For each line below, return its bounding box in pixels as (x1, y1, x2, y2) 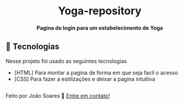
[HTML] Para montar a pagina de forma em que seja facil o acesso (14, 69, 179, 76)
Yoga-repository (58, 4, 142, 18)
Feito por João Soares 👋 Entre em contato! (5, 92, 110, 99)
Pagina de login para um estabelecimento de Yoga (36, 24, 164, 31)
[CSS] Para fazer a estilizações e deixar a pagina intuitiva (14, 75, 156, 82)
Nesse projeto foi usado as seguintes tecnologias (5, 57, 127, 64)
